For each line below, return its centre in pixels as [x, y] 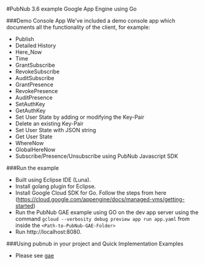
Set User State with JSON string [56, 130]
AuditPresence [34, 98]
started [24, 206]
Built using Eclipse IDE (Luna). [53, 180]
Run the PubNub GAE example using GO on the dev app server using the [107, 212]
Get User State [34, 136]
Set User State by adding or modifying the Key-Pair [80, 117]
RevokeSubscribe [37, 72]
